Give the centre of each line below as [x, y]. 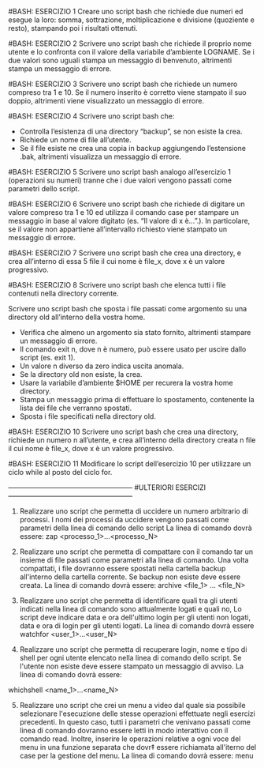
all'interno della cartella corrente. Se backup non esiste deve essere [130, 577]
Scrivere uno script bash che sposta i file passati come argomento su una [128, 309]
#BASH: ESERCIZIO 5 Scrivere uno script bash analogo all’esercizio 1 [119, 172]
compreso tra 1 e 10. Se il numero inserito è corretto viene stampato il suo [127, 92]
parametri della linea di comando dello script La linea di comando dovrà [136, 528]
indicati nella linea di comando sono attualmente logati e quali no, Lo [130, 609]
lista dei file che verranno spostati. [76, 408]
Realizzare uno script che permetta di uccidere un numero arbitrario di [134, 511]
